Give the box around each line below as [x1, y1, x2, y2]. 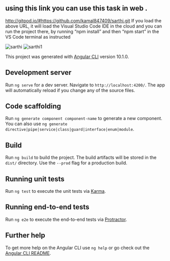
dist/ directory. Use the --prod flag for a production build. [5, 160, 127, 166]
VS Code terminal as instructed [5, 34, 71, 40]
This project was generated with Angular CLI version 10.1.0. [5, 53, 129, 60]
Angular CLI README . [5, 250, 51, 256]
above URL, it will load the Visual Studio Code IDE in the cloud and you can [5, 23, 162, 29]
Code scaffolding [5, 102, 61, 111]
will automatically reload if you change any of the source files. [5, 87, 135, 93]
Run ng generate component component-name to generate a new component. [5, 115, 163, 122]
